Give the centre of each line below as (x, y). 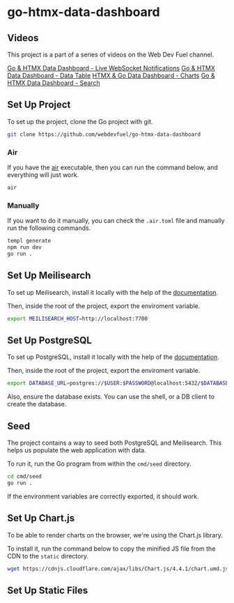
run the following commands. (49, 228)
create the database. (37, 404)
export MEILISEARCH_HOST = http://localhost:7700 (78, 319)
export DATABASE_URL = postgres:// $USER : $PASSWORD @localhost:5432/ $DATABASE (118, 383)
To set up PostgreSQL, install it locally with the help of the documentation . (113, 357)
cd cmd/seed (24, 476)
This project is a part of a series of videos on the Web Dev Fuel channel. (111, 54)
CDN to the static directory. (48, 556)
